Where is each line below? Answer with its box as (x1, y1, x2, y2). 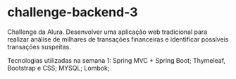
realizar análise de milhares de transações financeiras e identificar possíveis (7, 35, 229, 43)
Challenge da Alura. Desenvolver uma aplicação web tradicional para (7, 28, 208, 36)
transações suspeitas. (7, 42, 72, 51)
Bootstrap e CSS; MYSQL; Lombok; (7, 63, 110, 72)
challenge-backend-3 (7, 4, 138, 20)
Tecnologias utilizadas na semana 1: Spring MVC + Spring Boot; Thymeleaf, (7, 56, 226, 64)
